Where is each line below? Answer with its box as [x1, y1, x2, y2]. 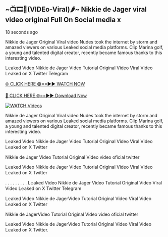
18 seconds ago [5, 29, 38, 35]
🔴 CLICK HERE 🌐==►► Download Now [5, 92, 87, 99]
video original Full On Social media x [5, 16, 121, 24]
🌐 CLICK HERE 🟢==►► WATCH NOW [5, 81, 85, 87]
